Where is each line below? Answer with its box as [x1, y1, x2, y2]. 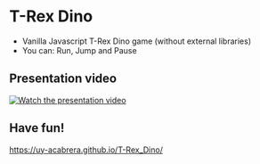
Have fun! [9, 120, 65, 135]
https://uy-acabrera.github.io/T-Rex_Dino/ [9, 144, 163, 155]
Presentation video [9, 71, 118, 86]
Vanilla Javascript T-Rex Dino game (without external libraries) [21, 36, 252, 46]
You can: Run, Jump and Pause [21, 45, 137, 55]
